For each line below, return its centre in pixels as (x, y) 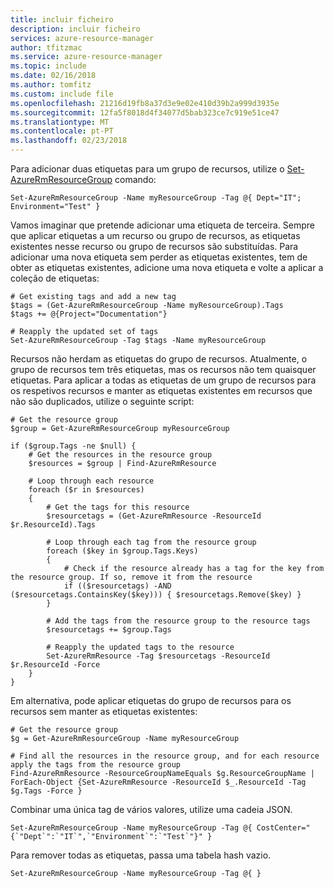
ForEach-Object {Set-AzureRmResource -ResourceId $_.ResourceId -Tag (158, 782)
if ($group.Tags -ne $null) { (73, 446)
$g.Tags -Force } (46, 791)
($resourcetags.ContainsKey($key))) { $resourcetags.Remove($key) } (156, 595)
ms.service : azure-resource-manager (86, 57)
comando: (135, 179)
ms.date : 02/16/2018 (53, 76)
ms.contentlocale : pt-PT (62, 131)
